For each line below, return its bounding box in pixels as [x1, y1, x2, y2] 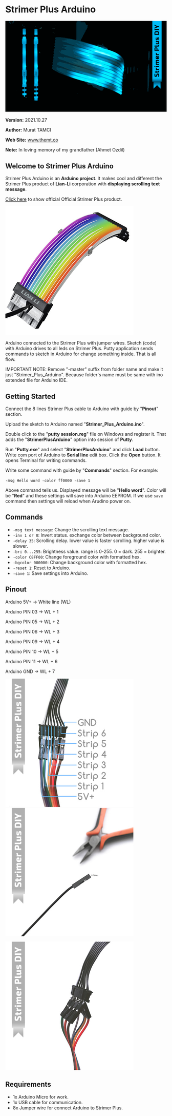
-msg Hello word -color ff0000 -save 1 [5, 478, 91, 484]
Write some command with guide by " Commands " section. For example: [5, 467, 159, 473]
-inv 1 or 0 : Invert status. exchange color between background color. [12, 532, 161, 538]
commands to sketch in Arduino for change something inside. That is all [5, 351, 157, 357]
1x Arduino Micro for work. [12, 1093, 69, 1100]
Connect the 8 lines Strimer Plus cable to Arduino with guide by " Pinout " [5, 406, 159, 412]
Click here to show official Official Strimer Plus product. [5, 196, 122, 202]
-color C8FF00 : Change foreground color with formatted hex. [12, 553, 141, 560]
